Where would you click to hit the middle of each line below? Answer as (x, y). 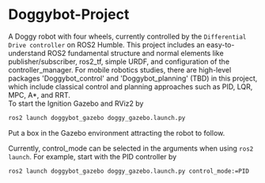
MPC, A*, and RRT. (40, 95)
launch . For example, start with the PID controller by (93, 156)
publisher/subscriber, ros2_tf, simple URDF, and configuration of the (119, 62)
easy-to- (220, 44)
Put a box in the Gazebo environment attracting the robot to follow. (117, 133)
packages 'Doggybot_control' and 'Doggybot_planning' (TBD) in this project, (133, 78)
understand (27, 53)
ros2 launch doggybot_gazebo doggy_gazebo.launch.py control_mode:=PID (129, 171)
